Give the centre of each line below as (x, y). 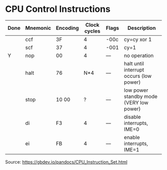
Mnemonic (38, 28)
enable (132, 137)
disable (132, 116)
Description (142, 28)
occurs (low (138, 76)
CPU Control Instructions (58, 9)
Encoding (67, 28)
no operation (139, 56)
